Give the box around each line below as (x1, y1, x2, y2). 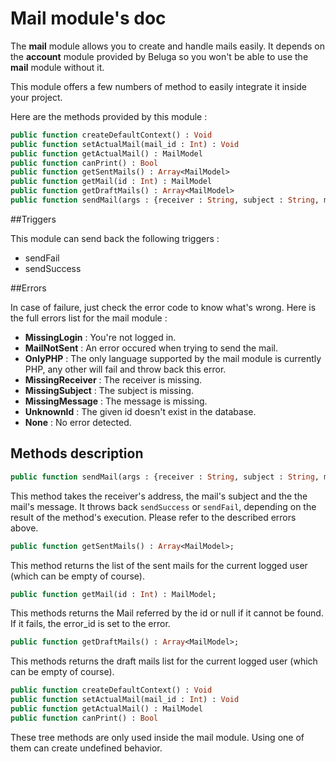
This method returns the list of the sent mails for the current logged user (10, 559, 308, 571)
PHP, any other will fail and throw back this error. (24, 363, 227, 375)
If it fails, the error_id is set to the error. (10, 618, 171, 630)
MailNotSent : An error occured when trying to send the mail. (24, 342, 278, 354)
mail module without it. (10, 61, 105, 73)
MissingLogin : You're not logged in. (24, 331, 177, 343)
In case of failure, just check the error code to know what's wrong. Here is (10, 301, 317, 313)
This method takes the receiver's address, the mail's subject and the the (10, 490, 308, 502)
